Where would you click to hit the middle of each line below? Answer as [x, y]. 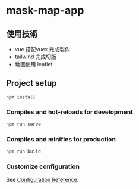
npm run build [24, 152]
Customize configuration [43, 166]
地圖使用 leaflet [34, 64]
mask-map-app [45, 10]
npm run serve [24, 125]
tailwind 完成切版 [35, 57]
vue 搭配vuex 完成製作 [42, 49]
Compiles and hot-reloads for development [70, 112]
